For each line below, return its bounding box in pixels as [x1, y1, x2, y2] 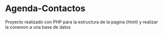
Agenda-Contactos [5, 3, 86, 14]
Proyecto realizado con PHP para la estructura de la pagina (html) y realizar [5, 19, 159, 25]
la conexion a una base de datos [5, 24, 71, 30]
